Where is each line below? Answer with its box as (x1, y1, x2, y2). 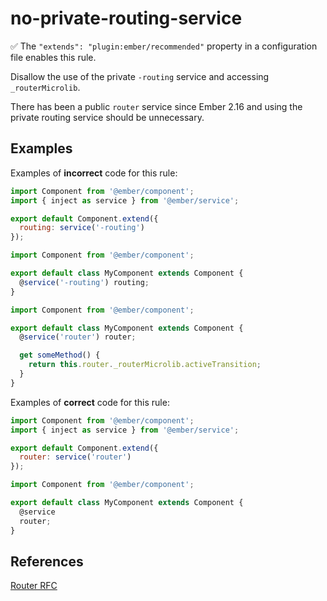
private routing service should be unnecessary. (10, 111, 205, 123)
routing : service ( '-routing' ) (19, 223, 145, 233)
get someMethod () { (19, 350, 101, 361)
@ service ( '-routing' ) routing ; (19, 277, 150, 287)
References (10, 553, 84, 570)
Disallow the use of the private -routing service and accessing (10, 70, 270, 82)
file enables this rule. (10, 51, 97, 63)
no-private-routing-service (10, 7, 243, 30)
